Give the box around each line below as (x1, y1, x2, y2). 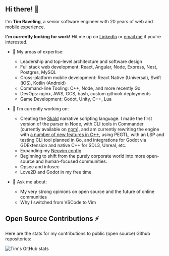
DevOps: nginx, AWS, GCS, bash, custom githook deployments (20, 90, 151, 96)
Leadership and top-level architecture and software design (20, 58, 143, 65)
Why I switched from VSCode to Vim (20, 199, 96, 205)
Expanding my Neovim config (20, 147, 82, 154)
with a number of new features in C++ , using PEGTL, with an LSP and (20, 132, 164, 138)
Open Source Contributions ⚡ (5, 215, 99, 223)
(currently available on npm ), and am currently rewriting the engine (20, 126, 160, 132)
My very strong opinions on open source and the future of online (20, 188, 155, 195)
